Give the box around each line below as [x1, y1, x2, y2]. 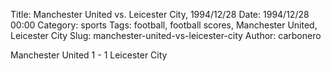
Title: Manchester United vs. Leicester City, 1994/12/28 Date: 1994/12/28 [10, 9, 310, 20]
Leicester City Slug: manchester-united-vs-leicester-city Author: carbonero [10, 30, 322, 41]
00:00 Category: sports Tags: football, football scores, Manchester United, [10, 19, 318, 31]
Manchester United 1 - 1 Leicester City [10, 49, 168, 61]
